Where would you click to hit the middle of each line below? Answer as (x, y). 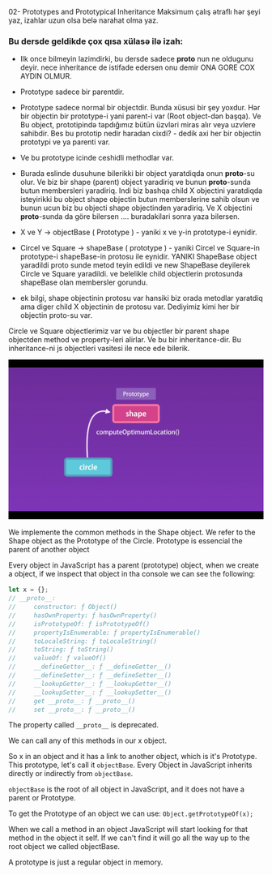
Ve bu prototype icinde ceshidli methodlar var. (97, 158)
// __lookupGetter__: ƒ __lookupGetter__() (90, 684)
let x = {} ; (28, 590)
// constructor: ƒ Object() (63, 607)
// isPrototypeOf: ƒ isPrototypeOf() (79, 624)
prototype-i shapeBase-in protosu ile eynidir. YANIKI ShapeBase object (138, 257)
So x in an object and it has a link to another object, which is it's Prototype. (133, 757)
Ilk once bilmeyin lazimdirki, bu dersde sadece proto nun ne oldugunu (136, 59)
